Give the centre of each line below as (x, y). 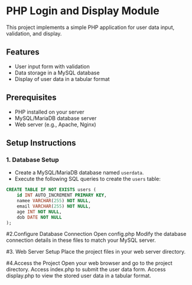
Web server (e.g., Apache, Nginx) (55, 124)
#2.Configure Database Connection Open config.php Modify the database (96, 234)
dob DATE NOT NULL (39, 217)
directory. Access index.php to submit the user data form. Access (86, 270)
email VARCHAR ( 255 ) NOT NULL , (54, 206)
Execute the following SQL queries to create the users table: (87, 179)
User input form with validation (52, 66)
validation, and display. (34, 33)
